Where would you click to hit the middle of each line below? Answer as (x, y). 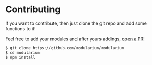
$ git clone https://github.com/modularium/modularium (65, 48)
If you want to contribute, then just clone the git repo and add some (76, 23)
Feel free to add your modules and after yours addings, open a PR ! (75, 39)
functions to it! (20, 28)
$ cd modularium (22, 53)
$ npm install (20, 57)
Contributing (33, 9)
